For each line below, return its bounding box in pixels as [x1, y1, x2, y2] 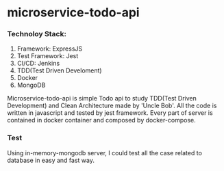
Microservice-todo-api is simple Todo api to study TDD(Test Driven [7, 94, 197, 103]
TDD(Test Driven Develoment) [16, 66, 102, 75]
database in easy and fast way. [7, 156, 95, 164]
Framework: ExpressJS [16, 44, 83, 53]
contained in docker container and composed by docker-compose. [7, 116, 197, 124]
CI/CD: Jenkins [16, 60, 60, 68]
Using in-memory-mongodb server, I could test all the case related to [7, 148, 202, 157]
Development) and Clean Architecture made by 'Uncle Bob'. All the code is [7, 101, 217, 110]
